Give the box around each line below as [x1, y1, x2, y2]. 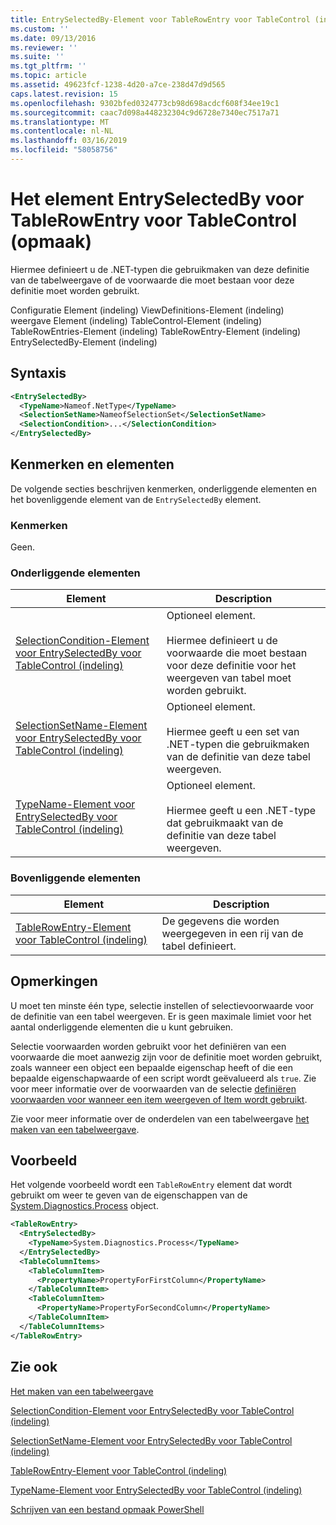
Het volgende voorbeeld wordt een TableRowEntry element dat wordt [10, 1179, 293, 1191]
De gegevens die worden [161, 914, 280, 928]
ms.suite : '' [10, 52, 65, 62]
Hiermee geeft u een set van [166, 725, 300, 739]
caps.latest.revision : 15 [10, 89, 118, 99]
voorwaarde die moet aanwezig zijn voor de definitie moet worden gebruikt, [10, 1051, 323, 1063]
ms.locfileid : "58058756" [10, 145, 118, 155]
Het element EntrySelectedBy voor [10, 188, 305, 211]
